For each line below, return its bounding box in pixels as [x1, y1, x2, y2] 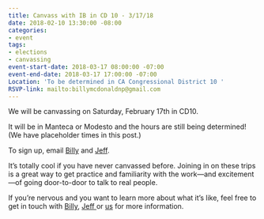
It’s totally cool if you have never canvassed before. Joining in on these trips [8, 161, 256, 171]
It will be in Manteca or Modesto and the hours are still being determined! [8, 122, 247, 131]
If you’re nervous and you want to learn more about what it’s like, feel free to [8, 193, 257, 202]
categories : [8, 26, 47, 34]
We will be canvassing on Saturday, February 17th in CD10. [8, 107, 199, 116]
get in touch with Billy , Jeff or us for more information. [8, 202, 184, 211]
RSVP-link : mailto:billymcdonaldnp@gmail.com [8, 85, 160, 93]
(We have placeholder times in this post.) [8, 130, 141, 140]
